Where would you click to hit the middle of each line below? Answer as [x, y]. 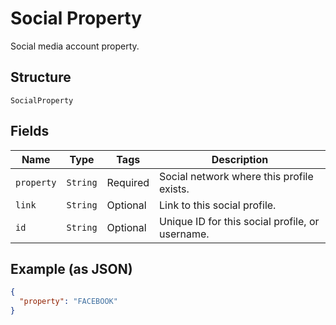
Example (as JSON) [71, 268]
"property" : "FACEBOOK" [68, 302]
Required [128, 182]
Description [240, 159]
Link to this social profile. [218, 205]
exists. [174, 189]
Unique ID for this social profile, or [239, 221]
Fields [30, 131]
